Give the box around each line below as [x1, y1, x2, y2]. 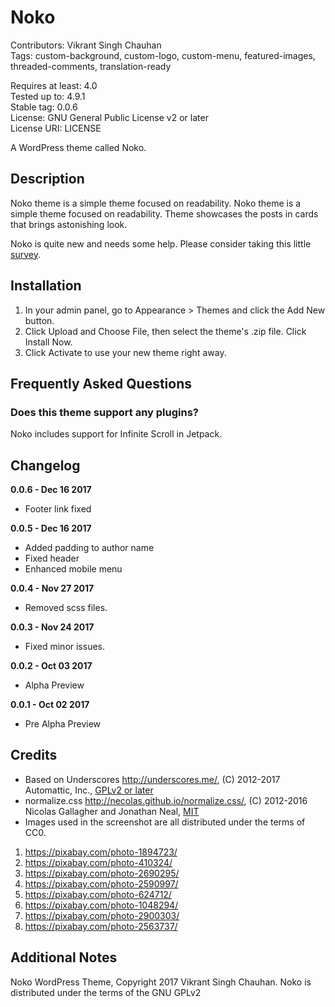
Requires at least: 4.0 [10, 79, 98, 91]
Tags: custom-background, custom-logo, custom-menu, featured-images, [10, 49, 316, 61]
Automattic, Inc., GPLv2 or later [24, 784, 154, 796]
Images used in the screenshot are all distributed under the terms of [24, 816, 306, 828]
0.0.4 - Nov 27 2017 [10, 582, 95, 595]
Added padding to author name [24, 542, 155, 554]
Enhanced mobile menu [24, 563, 123, 575]
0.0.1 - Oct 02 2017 [10, 699, 90, 711]
